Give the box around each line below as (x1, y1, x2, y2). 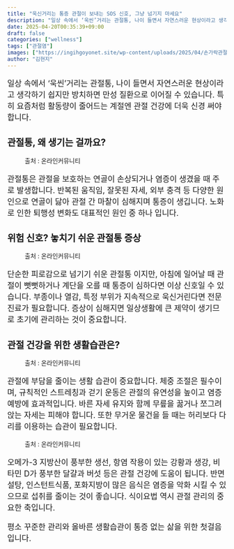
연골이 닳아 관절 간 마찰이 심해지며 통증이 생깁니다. (31, 196, 208, 207)
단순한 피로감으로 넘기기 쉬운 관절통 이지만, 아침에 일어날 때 (7, 270, 215, 279)
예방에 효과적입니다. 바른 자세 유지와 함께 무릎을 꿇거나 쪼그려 (7, 399, 222, 409)
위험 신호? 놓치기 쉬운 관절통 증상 (7, 232, 141, 244)
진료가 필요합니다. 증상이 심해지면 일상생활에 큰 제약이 (7, 303, 196, 314)
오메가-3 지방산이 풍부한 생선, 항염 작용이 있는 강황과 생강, (7, 457, 211, 468)
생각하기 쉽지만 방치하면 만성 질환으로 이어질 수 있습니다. (16, 89, 215, 100)
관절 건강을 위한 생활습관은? (7, 339, 120, 351)
